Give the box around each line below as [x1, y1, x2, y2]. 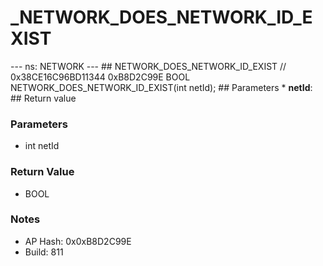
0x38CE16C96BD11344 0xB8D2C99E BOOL [10, 71, 191, 83]
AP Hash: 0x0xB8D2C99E [24, 235, 132, 247]
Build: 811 [24, 246, 64, 258]
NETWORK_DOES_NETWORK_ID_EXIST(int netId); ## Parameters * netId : [10, 81, 313, 93]
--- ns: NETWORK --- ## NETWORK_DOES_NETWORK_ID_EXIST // [10, 60, 287, 72]
